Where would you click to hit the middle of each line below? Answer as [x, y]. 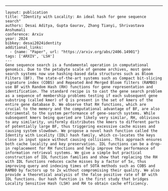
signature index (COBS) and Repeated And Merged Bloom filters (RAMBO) [81, 83]
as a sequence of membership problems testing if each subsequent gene [81, 96]
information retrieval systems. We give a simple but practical [73, 153]
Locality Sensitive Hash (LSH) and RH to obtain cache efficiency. [77, 183]
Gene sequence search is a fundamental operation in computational [77, 65]
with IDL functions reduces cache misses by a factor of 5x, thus [76, 161]
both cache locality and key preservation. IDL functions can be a [77, 144]
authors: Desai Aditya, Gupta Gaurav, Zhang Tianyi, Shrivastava [74, 26]
